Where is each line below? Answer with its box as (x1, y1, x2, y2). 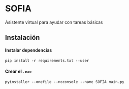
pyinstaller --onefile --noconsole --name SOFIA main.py (5, 79, 125, 84)
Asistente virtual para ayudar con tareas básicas (5, 19, 103, 25)
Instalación (5, 33, 40, 42)
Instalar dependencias (5, 47, 52, 53)
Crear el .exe (5, 68, 32, 74)
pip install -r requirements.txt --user (5, 58, 90, 63)
